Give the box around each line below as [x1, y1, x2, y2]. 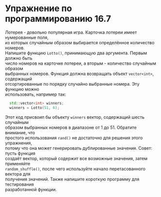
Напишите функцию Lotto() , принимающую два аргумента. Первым [5, 50, 147, 56]
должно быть [5, 55, 32, 61]
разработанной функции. [5, 186, 57, 192]
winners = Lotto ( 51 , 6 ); [9, 105, 60, 110]
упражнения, [5, 140, 32, 146]
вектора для [5, 171, 31, 177]
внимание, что [5, 129, 35, 135]
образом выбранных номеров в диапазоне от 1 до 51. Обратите [5, 125, 137, 130]
